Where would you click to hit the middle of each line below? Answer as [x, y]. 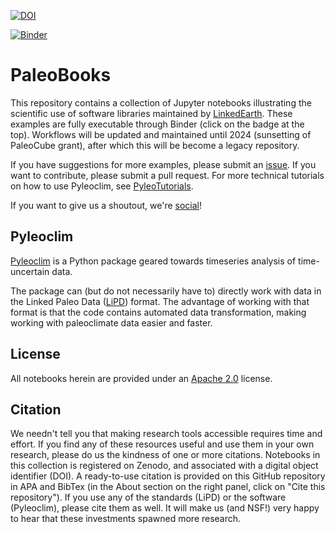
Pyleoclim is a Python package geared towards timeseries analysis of [153, 261]
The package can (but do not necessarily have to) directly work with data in [166, 291]
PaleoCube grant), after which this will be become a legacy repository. [155, 145]
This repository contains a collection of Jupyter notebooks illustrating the [161, 102]
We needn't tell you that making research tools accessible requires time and [166, 434]
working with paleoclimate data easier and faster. [111, 322]
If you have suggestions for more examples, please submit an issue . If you [163, 164]
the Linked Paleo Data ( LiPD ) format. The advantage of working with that [160, 301]
